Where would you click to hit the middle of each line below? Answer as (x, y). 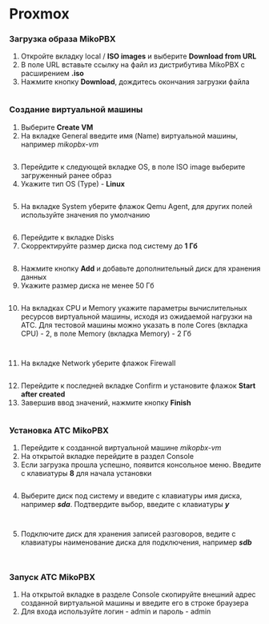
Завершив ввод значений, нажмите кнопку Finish (106, 402)
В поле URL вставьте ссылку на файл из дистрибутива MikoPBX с (132, 65)
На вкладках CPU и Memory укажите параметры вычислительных (134, 308)
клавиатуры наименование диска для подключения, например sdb (136, 542)
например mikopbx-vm (60, 144)
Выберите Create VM (57, 127)
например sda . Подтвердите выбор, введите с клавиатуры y (125, 505)
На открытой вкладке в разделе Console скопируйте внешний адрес (138, 594)
